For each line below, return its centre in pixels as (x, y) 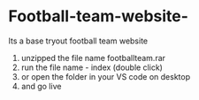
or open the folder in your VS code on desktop (106, 76)
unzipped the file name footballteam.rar (93, 58)
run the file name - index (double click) (92, 67)
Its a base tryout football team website (78, 41)
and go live (41, 86)
